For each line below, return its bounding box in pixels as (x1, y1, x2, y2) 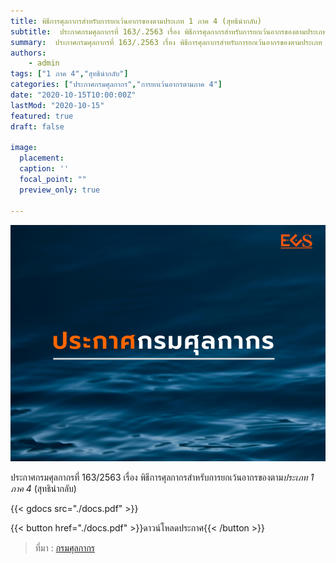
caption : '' (19, 164, 70, 174)
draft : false (10, 121, 65, 132)
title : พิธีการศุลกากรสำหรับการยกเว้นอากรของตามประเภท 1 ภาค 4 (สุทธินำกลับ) (10, 16, 262, 26)
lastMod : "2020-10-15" (10, 100, 105, 110)
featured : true (10, 111, 74, 121)
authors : (10, 48, 47, 58)
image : (10, 143, 38, 153)
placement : (19, 153, 65, 164)
